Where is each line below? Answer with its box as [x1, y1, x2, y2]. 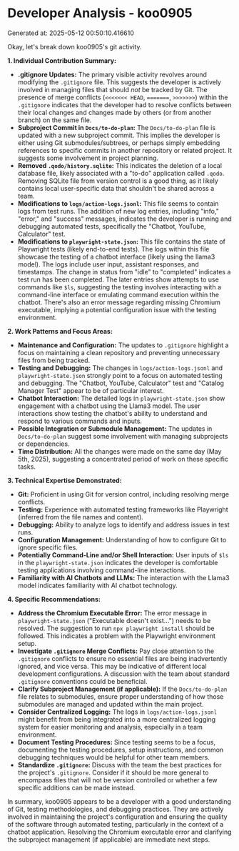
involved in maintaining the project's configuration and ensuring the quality [7, 812, 228, 821]
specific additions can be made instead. [17, 783, 136, 792]
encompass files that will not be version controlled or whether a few [17, 775, 218, 784]
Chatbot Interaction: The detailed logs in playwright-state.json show [17, 394, 225, 402]
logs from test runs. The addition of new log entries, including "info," [17, 206, 219, 215]
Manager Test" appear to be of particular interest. [17, 386, 164, 394]
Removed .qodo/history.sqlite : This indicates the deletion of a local [17, 161, 223, 169]
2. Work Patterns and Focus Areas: [7, 327, 113, 335]
